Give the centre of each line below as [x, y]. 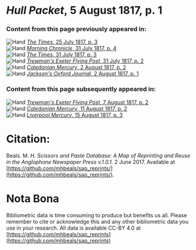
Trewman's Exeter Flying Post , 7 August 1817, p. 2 [88, 102]
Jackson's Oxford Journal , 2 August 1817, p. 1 [83, 74]
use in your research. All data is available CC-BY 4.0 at [73, 228]
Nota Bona [33, 198]
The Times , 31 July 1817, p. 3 [62, 55]
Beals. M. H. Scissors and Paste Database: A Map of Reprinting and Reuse [98, 155]
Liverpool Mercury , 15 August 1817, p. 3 [75, 115]
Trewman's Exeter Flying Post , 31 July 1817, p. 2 [85, 61]
